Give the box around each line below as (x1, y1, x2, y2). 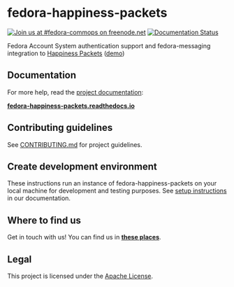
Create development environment (7, 160, 157, 172)
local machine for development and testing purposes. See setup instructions (7, 187, 227, 195)
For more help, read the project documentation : (7, 87, 144, 96)
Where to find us (7, 214, 82, 226)
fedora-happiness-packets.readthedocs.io (7, 101, 135, 110)
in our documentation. (7, 194, 71, 202)
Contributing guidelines (7, 122, 113, 134)
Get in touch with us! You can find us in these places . (7, 233, 162, 241)
